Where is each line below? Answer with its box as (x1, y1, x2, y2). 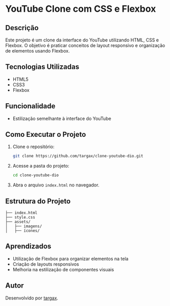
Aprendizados (5, 242, 52, 251)
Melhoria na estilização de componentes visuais (12, 266, 114, 272)
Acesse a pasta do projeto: (12, 163, 70, 169)
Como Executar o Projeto (5, 130, 86, 139)
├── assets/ (5, 219, 31, 224)
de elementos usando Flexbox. (5, 48, 70, 54)
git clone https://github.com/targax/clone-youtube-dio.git (12, 154, 143, 159)
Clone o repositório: (12, 144, 55, 150)
